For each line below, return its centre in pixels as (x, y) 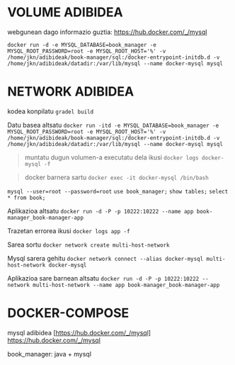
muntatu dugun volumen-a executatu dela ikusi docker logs (112, 157)
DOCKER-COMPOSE (68, 313)
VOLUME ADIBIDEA (65, 12)
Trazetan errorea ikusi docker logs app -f (69, 230)
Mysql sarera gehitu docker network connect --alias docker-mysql (105, 258)
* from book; (27, 198)
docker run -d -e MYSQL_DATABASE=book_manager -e (82, 45)
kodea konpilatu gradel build (51, 111)
